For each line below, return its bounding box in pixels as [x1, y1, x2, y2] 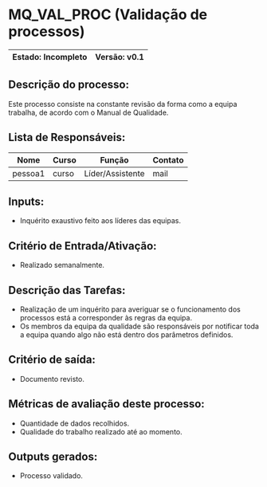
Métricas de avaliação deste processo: [8, 397, 205, 411]
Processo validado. [19, 471, 84, 481]
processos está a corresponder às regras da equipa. [19, 313, 193, 322]
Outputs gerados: [8, 450, 98, 464]
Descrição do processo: [8, 78, 130, 92]
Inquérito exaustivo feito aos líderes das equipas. [19, 216, 182, 226]
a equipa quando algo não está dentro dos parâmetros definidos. [19, 330, 234, 340]
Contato [152, 154, 184, 165]
